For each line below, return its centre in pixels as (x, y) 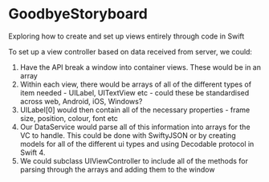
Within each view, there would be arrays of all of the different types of (135, 84)
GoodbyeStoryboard (78, 14)
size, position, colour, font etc (69, 118)
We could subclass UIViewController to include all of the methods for (134, 160)
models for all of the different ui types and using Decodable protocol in (137, 144)
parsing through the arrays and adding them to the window (117, 169)
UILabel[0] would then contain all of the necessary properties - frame (135, 110)
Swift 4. (33, 152)
